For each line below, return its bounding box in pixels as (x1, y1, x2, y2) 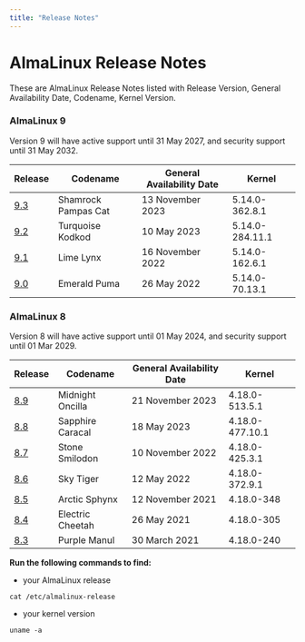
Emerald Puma (57, 277, 121, 290)
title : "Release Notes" (9, 13, 100, 23)
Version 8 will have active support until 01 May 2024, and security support (9, 331, 288, 341)
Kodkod (57, 231, 91, 243)
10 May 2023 (141, 224, 202, 237)
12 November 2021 (131, 493, 217, 506)
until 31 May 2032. (9, 144, 79, 155)
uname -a (9, 626, 43, 636)
